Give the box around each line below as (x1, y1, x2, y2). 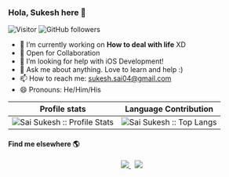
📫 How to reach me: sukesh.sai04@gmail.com (19, 74, 172, 83)
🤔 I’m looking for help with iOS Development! (19, 56, 165, 66)
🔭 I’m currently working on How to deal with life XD (19, 40, 187, 49)
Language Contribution (125, 103, 214, 114)
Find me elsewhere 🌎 (8, 139, 80, 148)
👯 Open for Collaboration (19, 49, 100, 58)
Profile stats (39, 103, 86, 114)
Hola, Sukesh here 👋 (8, 7, 86, 18)
